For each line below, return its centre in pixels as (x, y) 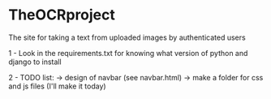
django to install (35, 62)
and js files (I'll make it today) (58, 86)
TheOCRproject (62, 15)
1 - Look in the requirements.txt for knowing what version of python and (128, 53)
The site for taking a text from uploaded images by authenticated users (127, 37)
